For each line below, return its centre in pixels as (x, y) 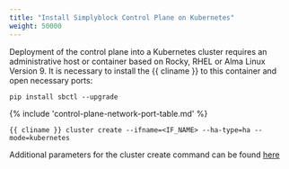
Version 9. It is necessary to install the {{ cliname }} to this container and (143, 71)
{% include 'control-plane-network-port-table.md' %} (109, 113)
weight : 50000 (36, 26)
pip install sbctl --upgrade (64, 97)
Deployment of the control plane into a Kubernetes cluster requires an (138, 51)
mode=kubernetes (39, 138)
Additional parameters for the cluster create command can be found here (144, 155)
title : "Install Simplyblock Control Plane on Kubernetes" (122, 18)
